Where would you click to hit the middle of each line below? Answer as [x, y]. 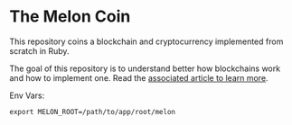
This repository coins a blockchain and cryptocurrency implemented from [146, 41]
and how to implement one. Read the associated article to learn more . [139, 77]
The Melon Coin [70, 17]
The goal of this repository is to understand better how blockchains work [145, 68]
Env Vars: [27, 95]
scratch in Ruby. [39, 50]
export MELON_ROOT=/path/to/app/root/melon [93, 112]
